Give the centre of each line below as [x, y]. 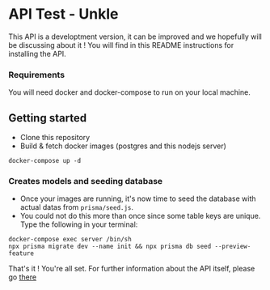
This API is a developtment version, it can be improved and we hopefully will [135, 36]
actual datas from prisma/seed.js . [77, 207]
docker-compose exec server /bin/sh [70, 240]
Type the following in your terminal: [79, 224]
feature [21, 254]
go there [23, 277]
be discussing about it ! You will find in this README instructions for [121, 45]
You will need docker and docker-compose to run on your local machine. [129, 92]
